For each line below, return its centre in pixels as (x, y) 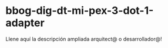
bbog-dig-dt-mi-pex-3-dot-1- (80, 11)
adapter (25, 23)
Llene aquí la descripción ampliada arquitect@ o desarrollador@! (84, 39)
